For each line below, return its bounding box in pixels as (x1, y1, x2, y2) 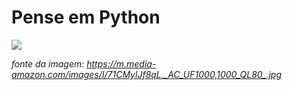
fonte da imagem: (11, 57, 85, 70)
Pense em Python (11, 6, 161, 29)
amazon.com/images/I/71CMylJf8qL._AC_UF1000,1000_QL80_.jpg (11, 68, 282, 80)
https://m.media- (86, 57, 157, 70)
